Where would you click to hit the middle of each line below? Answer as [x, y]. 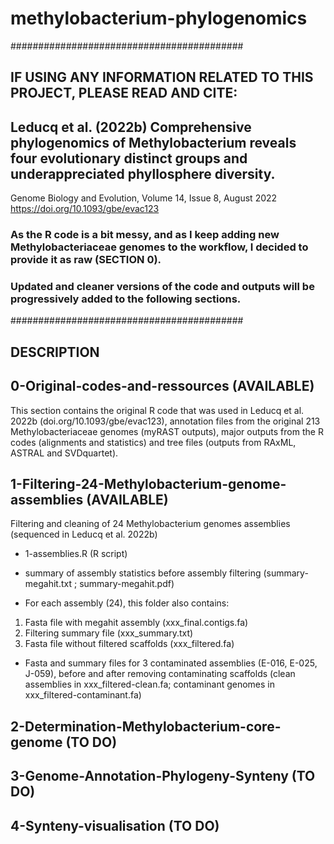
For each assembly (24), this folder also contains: [127, 603]
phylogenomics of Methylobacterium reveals [153, 142]
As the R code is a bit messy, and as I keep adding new [145, 235]
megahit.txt [48, 584]
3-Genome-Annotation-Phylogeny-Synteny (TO [163, 776]
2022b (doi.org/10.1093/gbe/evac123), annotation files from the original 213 [165, 421]
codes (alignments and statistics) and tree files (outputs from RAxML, [153, 442]
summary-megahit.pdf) [127, 584]
